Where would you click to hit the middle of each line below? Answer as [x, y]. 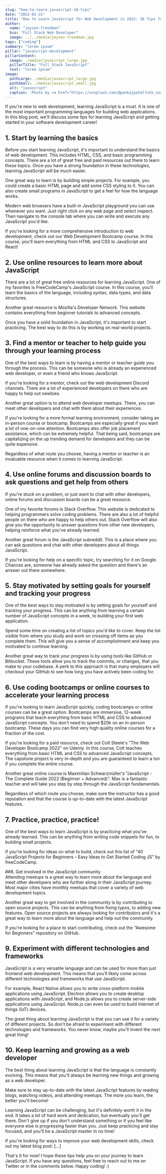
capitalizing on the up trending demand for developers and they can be [77, 439]
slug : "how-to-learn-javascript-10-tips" [48, 10]
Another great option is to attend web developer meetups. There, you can [80, 403]
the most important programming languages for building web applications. [81, 112]
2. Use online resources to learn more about [74, 262]
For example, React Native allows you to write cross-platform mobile [75, 988]
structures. [16, 298]
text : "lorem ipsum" [31, 70]
